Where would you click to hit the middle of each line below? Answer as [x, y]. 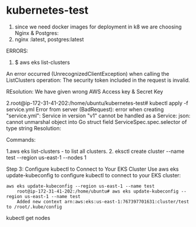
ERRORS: [17, 50]
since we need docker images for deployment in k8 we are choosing [98, 27]
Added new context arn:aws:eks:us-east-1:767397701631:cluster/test [103, 202]
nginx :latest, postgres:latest [49, 39]
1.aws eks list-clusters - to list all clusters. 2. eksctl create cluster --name [95, 151]
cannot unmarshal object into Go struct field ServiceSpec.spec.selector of [97, 122]
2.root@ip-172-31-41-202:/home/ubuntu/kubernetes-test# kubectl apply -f [97, 103]
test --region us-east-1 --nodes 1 [46, 157]
